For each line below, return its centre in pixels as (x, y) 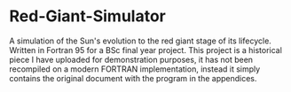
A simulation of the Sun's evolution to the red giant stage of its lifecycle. (141, 41)
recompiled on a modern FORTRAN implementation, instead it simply (135, 69)
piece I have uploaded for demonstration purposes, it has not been (131, 59)
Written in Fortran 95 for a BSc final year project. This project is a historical (145, 50)
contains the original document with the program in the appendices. (133, 78)
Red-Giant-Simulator (87, 16)
